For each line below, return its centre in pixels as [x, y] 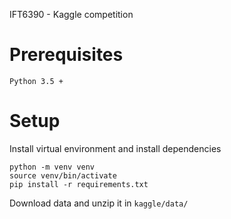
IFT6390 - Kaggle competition [71, 14]
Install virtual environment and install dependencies [115, 148]
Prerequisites [66, 55]
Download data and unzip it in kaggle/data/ [99, 203]
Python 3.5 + [36, 81]
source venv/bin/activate [63, 175]
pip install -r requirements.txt [79, 184]
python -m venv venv [52, 167]
